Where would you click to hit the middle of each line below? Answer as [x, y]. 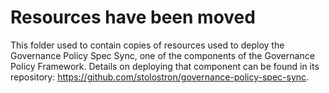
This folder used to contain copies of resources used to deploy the [147, 45]
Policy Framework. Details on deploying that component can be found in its [165, 66]
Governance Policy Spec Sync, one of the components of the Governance [162, 55]
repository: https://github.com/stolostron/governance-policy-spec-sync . [160, 77]
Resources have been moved [133, 17]
